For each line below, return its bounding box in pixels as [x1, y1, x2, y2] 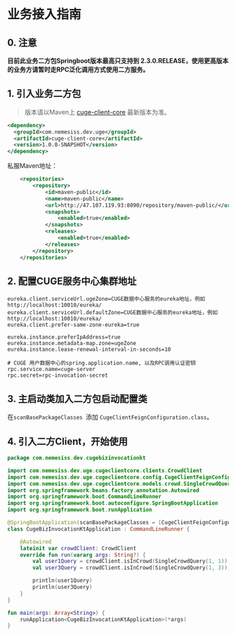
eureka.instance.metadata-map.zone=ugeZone [7, 340, 137, 347]
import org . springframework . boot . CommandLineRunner [7, 493, 162, 500]
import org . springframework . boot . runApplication [7, 507, 152, 514]
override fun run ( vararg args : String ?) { [20, 551, 146, 559]
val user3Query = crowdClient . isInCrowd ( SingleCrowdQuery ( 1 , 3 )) [32, 564, 228, 571]
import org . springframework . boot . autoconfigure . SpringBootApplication [7, 500, 218, 507]
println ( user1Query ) [32, 577, 93, 584]
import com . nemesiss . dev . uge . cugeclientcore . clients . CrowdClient [7, 467, 202, 474]
